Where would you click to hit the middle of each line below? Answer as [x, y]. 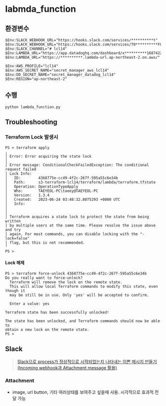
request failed [21, 169]
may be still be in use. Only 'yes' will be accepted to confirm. [79, 295]
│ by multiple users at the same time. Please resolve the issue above [80, 225]
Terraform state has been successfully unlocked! [57, 312]
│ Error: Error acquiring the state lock [48, 156]
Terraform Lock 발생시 [32, 137]
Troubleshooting [31, 122]
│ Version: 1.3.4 [27, 195]
